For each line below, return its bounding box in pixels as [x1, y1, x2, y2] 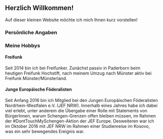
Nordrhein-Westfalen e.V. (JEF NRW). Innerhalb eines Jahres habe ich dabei [5, 102, 158, 109]
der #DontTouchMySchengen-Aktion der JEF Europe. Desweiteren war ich [5, 118, 154, 124]
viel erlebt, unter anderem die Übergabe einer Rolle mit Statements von [5, 108, 147, 114]
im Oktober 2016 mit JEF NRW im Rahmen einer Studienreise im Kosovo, [5, 123, 150, 129]
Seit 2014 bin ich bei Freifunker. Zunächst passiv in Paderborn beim [5, 65, 141, 71]
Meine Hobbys [5, 42, 40, 49]
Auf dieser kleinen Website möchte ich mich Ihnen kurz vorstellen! [5, 17, 138, 22]
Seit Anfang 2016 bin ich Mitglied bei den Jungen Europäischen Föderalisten [5, 98, 158, 103]
